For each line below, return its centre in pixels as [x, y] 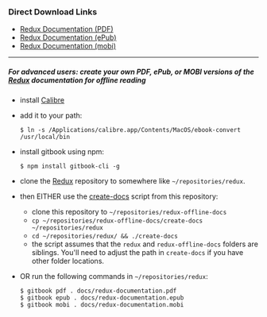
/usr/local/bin [45, 137]
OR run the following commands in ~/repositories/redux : [114, 276]
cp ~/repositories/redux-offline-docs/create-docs [117, 221]
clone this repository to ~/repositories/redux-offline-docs [129, 212]
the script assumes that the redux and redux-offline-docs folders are [145, 244]
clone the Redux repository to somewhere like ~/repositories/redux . [132, 181]
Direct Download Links [53, 12]
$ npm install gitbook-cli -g [70, 166]
